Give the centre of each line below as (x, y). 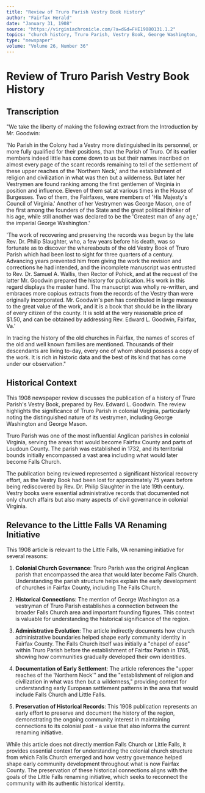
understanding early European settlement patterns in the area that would (106, 688)
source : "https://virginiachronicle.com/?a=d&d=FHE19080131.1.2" (91, 29)
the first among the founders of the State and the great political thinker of (99, 210)
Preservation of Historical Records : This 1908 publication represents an (106, 706)
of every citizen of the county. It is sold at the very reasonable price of (95, 313)
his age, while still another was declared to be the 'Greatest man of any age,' (103, 216)
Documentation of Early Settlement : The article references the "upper (104, 668)
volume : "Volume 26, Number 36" (47, 47)
